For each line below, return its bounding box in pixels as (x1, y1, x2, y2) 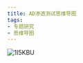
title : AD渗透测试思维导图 (7, 10, 77, 17)
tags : (7, 17, 23, 24)
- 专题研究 (7, 23, 35, 30)
